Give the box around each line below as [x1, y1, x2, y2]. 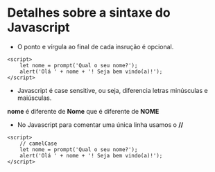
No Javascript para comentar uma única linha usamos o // [17, 120, 184, 129]
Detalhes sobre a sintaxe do [7, 5, 171, 21]
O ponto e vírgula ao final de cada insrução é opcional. [17, 42, 174, 51]
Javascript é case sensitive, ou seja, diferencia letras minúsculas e [17, 86, 208, 94]
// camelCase [19, 140, 58, 147]
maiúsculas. [17, 94, 52, 102]
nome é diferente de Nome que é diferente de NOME [7, 107, 160, 115]
